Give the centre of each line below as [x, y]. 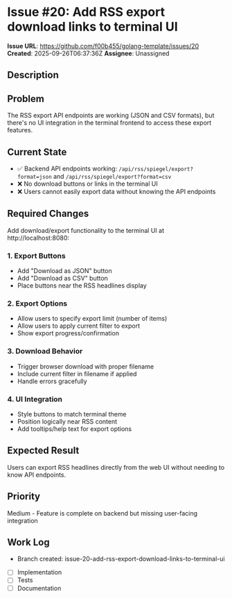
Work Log [28, 542]
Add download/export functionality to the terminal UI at [86, 230]
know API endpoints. [37, 475]
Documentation [39, 588]
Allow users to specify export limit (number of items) [92, 319]
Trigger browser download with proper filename [86, 366]
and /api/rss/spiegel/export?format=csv [112, 176]
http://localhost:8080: [38, 238]
